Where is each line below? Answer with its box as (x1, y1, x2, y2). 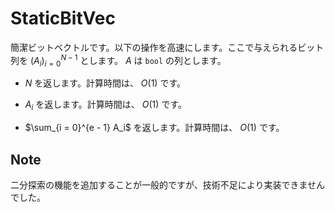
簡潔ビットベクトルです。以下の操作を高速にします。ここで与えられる (10, 41, 298, 53)
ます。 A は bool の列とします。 (97, 54, 227, 66)
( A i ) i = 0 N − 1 (29, 52, 78, 69)
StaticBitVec (10, 7, 116, 30)
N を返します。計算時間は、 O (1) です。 (24, 77, 187, 89)
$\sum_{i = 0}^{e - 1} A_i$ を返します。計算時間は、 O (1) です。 (24, 122, 285, 134)
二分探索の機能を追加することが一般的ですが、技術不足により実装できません (10, 179, 326, 191)
